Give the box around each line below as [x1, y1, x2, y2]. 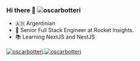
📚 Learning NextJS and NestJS [15, 33, 96, 40]
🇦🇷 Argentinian [15, 20, 55, 27]
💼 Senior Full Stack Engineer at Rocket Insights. [15, 27, 134, 34]
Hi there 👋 [6, 6, 37, 14]
